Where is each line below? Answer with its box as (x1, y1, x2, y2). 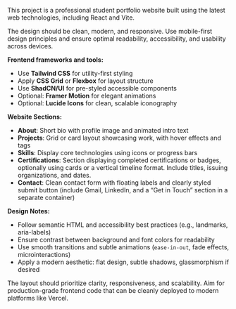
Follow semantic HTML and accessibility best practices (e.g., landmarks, (17, 221, 228, 229)
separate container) (17, 193, 75, 202)
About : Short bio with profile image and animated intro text (17, 126, 189, 134)
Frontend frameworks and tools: (7, 55, 104, 64)
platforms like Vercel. (7, 294, 69, 302)
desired (17, 265, 40, 273)
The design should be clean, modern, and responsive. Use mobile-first (7, 27, 213, 35)
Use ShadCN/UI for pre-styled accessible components (17, 84, 178, 92)
